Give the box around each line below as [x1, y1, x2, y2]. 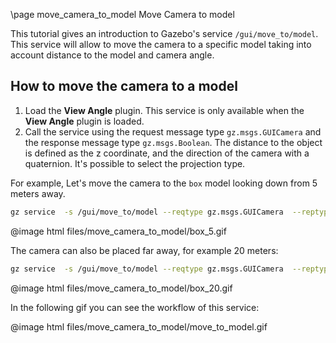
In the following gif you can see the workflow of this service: [10, 301, 260, 313]
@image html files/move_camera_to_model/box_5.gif [10, 225, 227, 237]
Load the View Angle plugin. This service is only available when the [24, 104, 305, 116]
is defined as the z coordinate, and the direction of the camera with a [24, 147, 310, 159]
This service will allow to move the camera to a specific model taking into [10, 39, 312, 50]
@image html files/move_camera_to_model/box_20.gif [10, 282, 233, 294]
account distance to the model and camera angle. [10, 49, 215, 61]
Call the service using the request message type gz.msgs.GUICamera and [24, 125, 322, 138]
